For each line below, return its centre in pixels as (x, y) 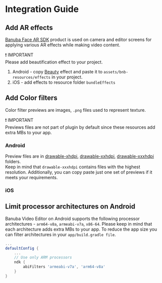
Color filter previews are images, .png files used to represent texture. (76, 110)
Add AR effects (29, 28)
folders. (13, 162)
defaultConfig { (22, 248)
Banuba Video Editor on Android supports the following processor (73, 219)
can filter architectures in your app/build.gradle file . (61, 234)
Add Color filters (31, 98)
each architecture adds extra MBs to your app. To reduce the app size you (81, 229)
